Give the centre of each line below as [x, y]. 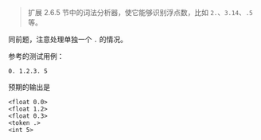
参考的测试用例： [36, 56]
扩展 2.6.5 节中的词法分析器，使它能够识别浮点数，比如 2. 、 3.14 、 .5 [140, 12]
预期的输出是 [29, 87]
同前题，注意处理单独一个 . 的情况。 [68, 39]
